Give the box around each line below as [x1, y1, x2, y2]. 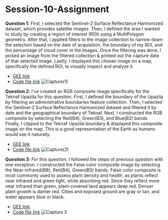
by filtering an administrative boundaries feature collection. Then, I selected [5, 99, 162, 105]
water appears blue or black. [5, 194, 65, 200]
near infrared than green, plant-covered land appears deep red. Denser [5, 183, 154, 189]
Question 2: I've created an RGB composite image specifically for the [5, 88, 150, 94]
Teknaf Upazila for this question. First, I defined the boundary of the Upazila [5, 94, 163, 100]
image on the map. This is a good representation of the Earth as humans [5, 125, 155, 132]
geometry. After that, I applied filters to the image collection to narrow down [5, 36, 163, 42]
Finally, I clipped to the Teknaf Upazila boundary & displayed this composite [5, 120, 163, 126]
